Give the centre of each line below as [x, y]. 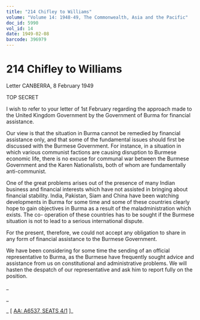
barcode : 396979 [26, 39]
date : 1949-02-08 [28, 34]
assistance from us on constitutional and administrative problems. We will [96, 263]
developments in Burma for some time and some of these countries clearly [98, 202]
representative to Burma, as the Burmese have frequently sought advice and [100, 257]
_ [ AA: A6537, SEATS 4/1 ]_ [40, 310]
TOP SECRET [22, 97]
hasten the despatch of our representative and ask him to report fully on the [99, 269]
